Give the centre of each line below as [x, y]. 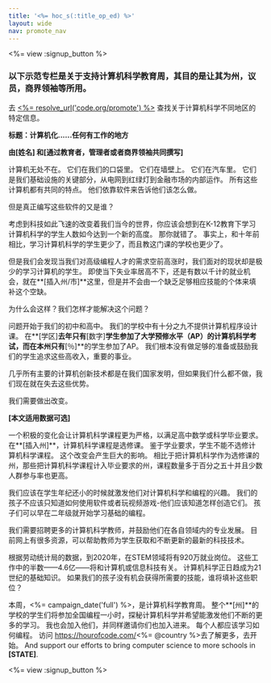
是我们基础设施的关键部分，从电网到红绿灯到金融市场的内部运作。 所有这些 [133, 179]
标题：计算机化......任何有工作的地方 [69, 135]
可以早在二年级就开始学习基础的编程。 [86, 512]
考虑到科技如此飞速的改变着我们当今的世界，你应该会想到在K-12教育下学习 [132, 224]
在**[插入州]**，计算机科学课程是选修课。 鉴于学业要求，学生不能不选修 [129, 445]
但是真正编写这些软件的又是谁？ [61, 206]
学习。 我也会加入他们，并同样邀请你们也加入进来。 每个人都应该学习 [137, 625]
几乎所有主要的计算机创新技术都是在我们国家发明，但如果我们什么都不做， [132, 373]
